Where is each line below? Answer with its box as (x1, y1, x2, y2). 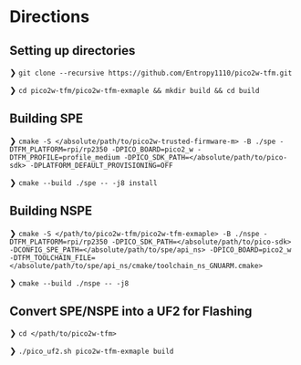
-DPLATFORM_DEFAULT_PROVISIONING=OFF (29, 161, 173, 170)
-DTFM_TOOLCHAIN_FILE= (9, 253, 96, 262)
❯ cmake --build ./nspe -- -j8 (9, 276, 130, 288)
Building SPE (9, 111, 84, 127)
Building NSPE (9, 203, 93, 219)
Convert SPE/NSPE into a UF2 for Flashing (9, 304, 253, 319)
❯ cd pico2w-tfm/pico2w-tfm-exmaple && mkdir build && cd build (9, 85, 260, 95)
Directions (9, 6, 89, 27)
